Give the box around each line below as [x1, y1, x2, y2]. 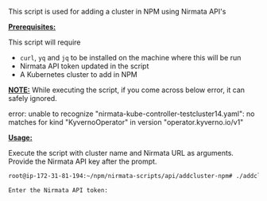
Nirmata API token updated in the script [19, 61, 149, 71]
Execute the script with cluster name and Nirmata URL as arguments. [8, 149, 234, 157]
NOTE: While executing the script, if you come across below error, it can [8, 85, 245, 95]
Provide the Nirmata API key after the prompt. [8, 157, 157, 166]
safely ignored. [8, 94, 57, 102]
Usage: [8, 133, 33, 142]
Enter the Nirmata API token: [8, 186, 109, 194]
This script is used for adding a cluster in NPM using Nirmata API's [8, 7, 226, 16]
